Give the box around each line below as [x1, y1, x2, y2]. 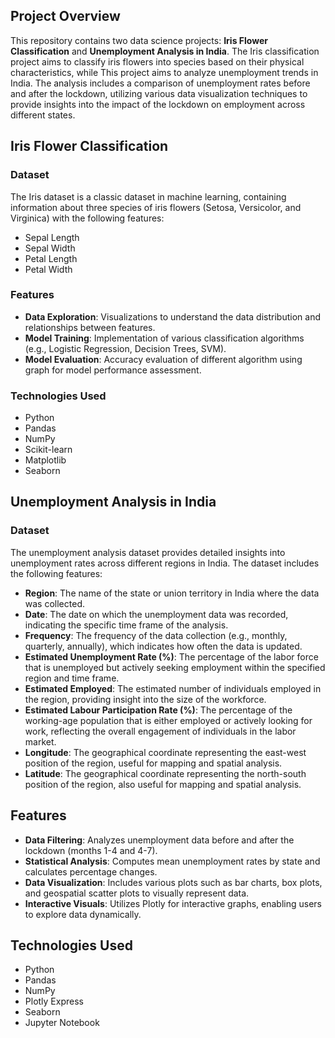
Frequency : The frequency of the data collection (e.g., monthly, [24, 629, 288, 641]
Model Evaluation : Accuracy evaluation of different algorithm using [24, 353, 303, 365]
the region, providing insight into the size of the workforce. [24, 693, 267, 705]
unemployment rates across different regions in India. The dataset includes [10, 557, 320, 569]
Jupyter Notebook [24, 1017, 100, 1029]
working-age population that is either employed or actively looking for [24, 714, 313, 726]
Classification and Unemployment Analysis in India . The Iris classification [10, 45, 320, 57]
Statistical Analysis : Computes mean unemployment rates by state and [24, 855, 321, 867]
